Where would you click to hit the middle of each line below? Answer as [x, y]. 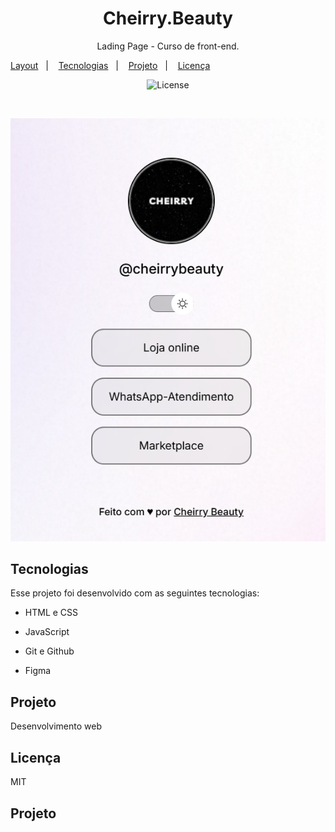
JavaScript [47, 632]
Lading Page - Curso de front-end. [168, 46]
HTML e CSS [51, 613]
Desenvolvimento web [56, 726]
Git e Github [49, 651]
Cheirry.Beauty [168, 18]
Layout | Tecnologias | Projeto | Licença [110, 65]
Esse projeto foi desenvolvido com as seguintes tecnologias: [135, 593]
